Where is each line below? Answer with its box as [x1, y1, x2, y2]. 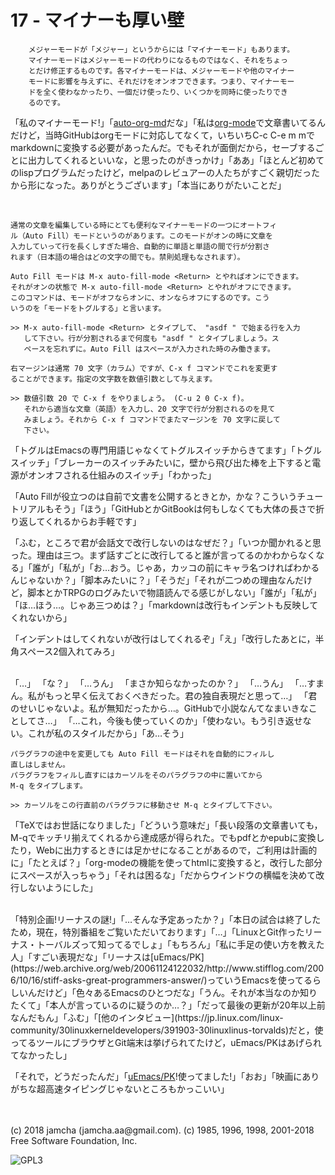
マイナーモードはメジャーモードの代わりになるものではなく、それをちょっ [28, 55, 288, 65]
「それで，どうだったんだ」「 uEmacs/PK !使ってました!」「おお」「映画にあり [10, 1070, 320, 1082]
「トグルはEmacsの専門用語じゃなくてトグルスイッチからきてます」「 [10, 444, 296, 456]
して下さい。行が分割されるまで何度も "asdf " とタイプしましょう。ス [23, 333, 280, 343]
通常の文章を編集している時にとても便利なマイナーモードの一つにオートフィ [10, 220, 278, 230]
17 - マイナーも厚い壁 [10, 9, 185, 32]
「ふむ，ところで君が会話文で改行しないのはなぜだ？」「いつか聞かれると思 [10, 536, 322, 548]
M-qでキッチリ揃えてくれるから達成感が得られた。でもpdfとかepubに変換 [10, 831, 317, 843]
